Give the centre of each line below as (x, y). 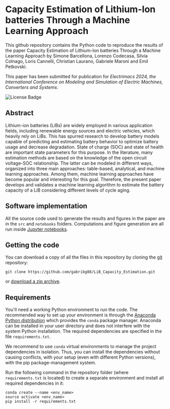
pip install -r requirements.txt (41, 402)
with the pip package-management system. (51, 363)
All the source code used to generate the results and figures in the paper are (85, 218)
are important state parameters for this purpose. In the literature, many (79, 152)
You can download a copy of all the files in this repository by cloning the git (84, 257)
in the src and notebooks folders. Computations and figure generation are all (84, 224)
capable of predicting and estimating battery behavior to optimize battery (82, 141)
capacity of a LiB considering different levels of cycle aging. (68, 190)
